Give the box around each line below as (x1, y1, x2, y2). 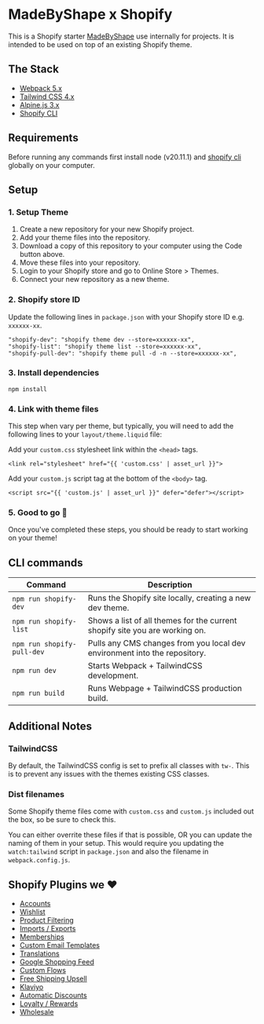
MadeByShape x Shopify (8, 5, 173, 24)
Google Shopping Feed (19, 957, 94, 967)
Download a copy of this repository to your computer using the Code (19, 241, 243, 251)
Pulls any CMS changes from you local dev (87, 638, 246, 649)
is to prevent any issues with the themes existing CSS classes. (8, 769, 210, 778)
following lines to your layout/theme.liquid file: (8, 430, 163, 439)
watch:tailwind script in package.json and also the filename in (8, 847, 209, 857)
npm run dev (12, 666, 57, 675)
